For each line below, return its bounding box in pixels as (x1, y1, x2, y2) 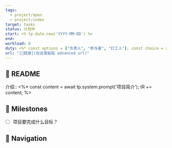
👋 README (5, 69, 40, 78)
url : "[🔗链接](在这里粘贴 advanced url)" (5, 50, 90, 55)
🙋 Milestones (5, 104, 48, 113)
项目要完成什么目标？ (12, 119, 58, 125)
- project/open (10, 12, 42, 17)
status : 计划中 (5, 27, 35, 32)
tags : (5, 7, 17, 13)
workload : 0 (5, 41, 31, 46)
